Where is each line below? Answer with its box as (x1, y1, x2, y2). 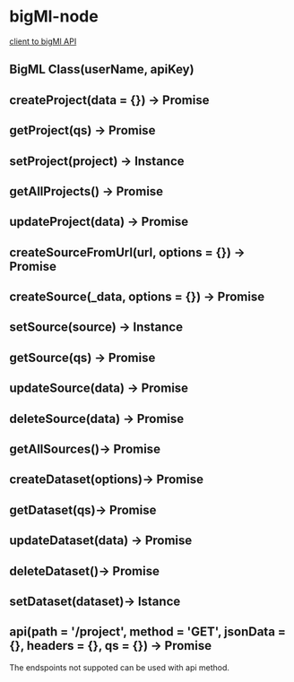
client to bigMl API (9, 36, 77, 47)
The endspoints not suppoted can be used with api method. (9, 661, 230, 673)
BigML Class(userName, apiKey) (9, 62, 195, 77)
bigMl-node (9, 6, 99, 27)
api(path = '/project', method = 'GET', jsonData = (9, 625, 287, 640)
